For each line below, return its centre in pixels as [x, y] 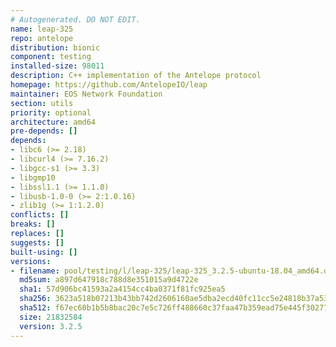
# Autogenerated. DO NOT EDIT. [75, 19]
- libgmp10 [33, 177]
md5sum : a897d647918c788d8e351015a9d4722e [109, 280]
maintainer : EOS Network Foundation [86, 94]
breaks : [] [33, 224]
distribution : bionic [55, 47]
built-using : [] [44, 252]
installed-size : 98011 [57, 66]
